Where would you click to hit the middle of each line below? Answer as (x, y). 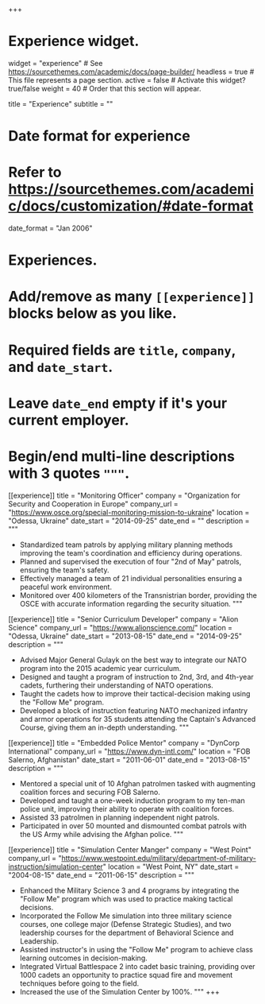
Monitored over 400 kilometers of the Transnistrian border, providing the (138, 595)
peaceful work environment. (66, 587)
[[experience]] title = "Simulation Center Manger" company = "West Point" (130, 849)
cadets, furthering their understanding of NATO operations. (117, 685)
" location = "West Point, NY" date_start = (171, 866)
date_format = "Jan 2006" (50, 228)
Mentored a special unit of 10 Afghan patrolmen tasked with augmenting (138, 783)
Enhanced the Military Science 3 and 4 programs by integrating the (129, 890)
